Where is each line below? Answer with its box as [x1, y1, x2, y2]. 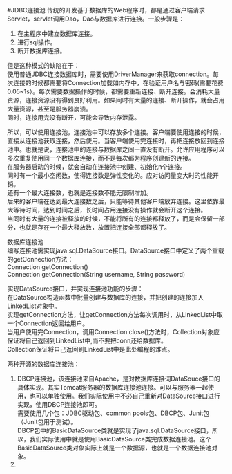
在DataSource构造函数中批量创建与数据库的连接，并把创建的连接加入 [7, 293, 204, 301]
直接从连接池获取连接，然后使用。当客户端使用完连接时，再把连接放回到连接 [7, 137, 225, 145]
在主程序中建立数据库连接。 [17, 30, 97, 37]
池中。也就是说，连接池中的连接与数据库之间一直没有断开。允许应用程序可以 [7, 145, 225, 154]
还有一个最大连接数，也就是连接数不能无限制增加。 [7, 189, 153, 197]
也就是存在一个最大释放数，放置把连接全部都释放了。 [19, 224, 171, 231]
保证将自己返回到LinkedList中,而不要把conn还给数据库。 [7, 336, 167, 345]
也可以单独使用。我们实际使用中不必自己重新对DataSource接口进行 [29, 392, 221, 400]
